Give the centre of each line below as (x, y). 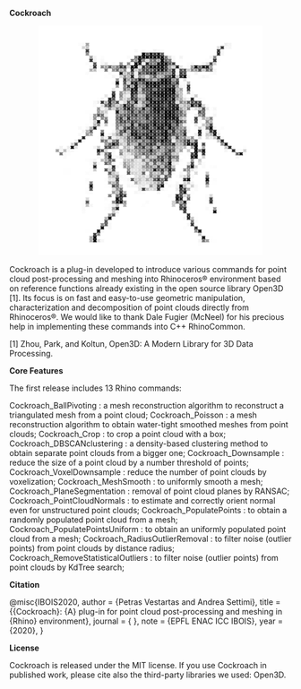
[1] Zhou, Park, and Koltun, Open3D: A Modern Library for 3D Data (131, 344)
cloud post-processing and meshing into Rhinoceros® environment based (145, 279)
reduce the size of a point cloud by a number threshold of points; (129, 462)
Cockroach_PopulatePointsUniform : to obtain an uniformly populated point (148, 529)
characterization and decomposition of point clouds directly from (129, 307)
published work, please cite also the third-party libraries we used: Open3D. (148, 675)
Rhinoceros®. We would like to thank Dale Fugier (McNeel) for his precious (147, 317)
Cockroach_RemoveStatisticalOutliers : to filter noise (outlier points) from (144, 558)
